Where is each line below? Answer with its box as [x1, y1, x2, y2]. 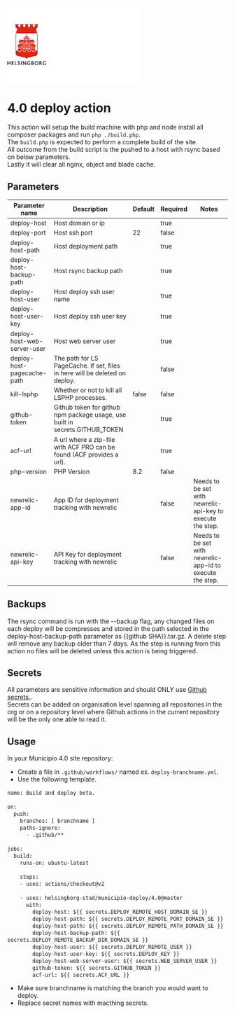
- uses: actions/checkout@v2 [20, 881, 105, 888]
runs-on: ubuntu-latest [20, 860, 90, 867]
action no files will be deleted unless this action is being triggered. [7, 646, 198, 655]
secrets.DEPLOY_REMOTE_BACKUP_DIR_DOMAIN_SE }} [7, 937, 149, 944]
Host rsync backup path [53, 267, 123, 275]
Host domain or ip [53, 219, 105, 228]
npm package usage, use [53, 410, 127, 419]
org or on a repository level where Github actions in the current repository [7, 708, 220, 716]
